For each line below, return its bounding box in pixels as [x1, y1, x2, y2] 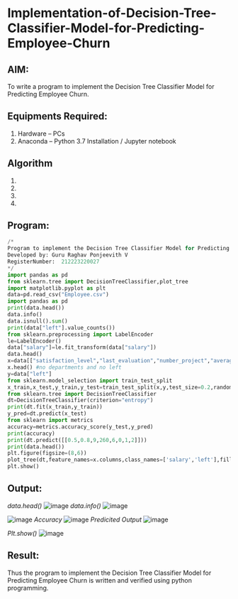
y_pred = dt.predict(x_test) [7, 410, 87, 417]
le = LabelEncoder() [7, 338, 62, 345]
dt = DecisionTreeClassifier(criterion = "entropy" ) [7, 396, 154, 404]
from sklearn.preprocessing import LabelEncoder [7, 330, 154, 338]
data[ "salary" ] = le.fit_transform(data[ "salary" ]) [7, 344, 157, 351]
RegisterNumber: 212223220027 [7, 258, 100, 266]
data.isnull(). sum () [7, 318, 69, 325]
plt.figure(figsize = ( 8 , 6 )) [7, 450, 87, 457]
